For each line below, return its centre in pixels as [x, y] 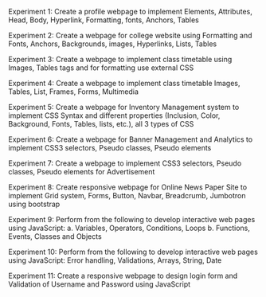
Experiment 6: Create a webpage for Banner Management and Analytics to [131, 139]
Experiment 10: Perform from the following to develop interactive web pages [133, 252]
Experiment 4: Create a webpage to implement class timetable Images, [124, 83]
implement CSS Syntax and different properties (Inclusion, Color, [114, 115]
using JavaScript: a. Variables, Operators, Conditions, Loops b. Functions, [129, 228]
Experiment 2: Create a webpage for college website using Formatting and [130, 35]
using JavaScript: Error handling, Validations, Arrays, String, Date [115, 260]
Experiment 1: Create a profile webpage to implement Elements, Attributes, [130, 12]
